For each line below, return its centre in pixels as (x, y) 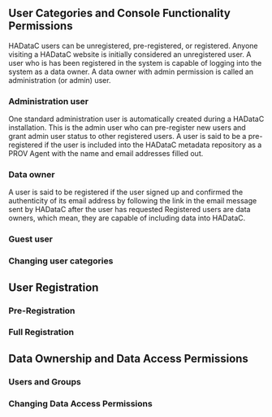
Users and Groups (45, 381)
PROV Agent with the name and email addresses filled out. (106, 154)
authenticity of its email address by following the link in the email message (133, 201)
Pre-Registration (42, 311)
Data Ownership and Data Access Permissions (129, 358)
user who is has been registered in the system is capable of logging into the (135, 63)
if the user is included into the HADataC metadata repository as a (153, 145)
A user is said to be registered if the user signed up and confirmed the (126, 192)
